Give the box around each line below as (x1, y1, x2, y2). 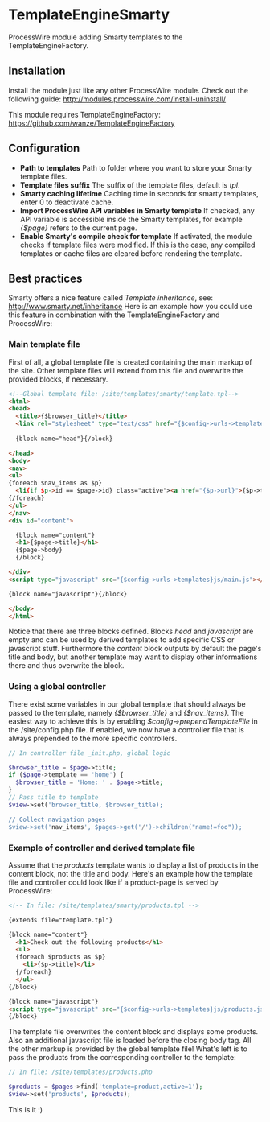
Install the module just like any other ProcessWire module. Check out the (8, 85, 249, 95)
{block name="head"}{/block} (15, 435, 113, 443)
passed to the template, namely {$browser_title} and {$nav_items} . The (8, 707, 244, 717)
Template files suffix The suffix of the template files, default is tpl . (19, 179, 240, 190)
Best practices (8, 271, 83, 285)
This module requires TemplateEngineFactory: (8, 109, 161, 119)
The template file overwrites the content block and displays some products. (8, 1027, 259, 1037)
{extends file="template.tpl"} (8, 916, 113, 924)
